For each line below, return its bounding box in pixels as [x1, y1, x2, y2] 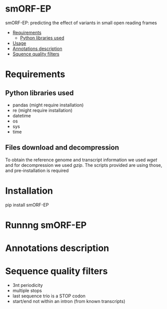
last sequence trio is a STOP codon [12, 293, 86, 299]
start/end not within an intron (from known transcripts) [12, 298, 126, 304]
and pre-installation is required [5, 167, 69, 173]
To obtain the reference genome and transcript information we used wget [5, 157, 157, 163]
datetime [12, 112, 31, 118]
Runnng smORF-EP [5, 219, 87, 231]
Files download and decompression [5, 143, 119, 152]
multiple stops [12, 288, 42, 293]
